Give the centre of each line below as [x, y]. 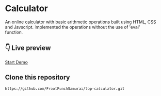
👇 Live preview [28, 48]
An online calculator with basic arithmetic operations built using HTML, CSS [81, 22]
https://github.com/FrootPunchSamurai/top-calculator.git [65, 88]
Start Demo [16, 62]
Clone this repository [38, 77]
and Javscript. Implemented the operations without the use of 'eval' [72, 27]
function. [14, 32]
